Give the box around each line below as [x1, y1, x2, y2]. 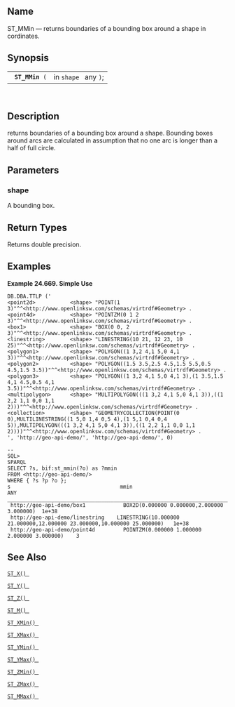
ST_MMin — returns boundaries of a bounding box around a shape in [7, 24, 206, 32]
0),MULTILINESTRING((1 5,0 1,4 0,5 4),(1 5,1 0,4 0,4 [7, 416, 168, 423]
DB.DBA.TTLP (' [7, 293, 52, 300]
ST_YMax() [7, 656, 36, 663]
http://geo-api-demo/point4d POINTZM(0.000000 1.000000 [10, 526, 201, 533]
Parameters [7, 164, 59, 176]
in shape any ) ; [53, 72, 104, 81]
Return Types [7, 221, 68, 234]
